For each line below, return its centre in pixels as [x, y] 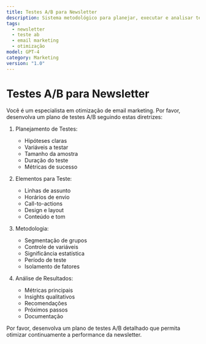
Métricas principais [49, 290]
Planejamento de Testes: [46, 129]
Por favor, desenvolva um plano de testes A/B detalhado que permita [93, 328]
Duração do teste [46, 161]
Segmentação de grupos [56, 240]
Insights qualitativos [50, 297]
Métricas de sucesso [51, 167]
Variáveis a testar [46, 147]
